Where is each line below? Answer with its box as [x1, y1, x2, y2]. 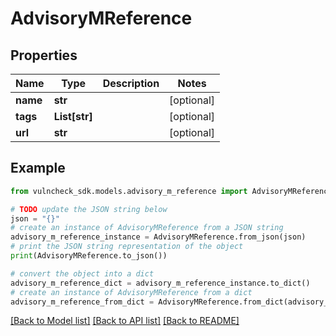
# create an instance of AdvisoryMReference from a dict [10, 287, 253, 297]
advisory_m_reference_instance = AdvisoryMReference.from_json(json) [10, 232, 307, 242]
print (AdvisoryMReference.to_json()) [10, 251, 168, 261]
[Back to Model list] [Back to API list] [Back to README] [10, 315, 240, 327]
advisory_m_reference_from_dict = [10, 297, 155, 307]
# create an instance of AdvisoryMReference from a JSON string [10, 223, 284, 233]
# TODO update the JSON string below [10, 204, 168, 214]
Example [10, 160, 66, 177]
